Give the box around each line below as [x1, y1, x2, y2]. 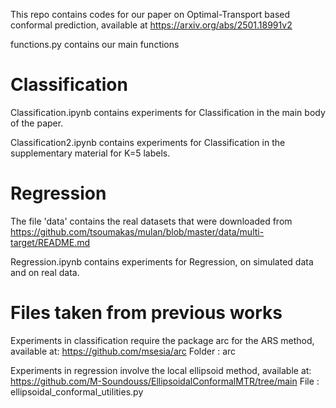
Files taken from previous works [10, 302, 283, 324]
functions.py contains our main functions [10, 39, 180, 50]
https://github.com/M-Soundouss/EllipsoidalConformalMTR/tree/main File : [10, 375, 320, 387]
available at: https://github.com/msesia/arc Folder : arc [10, 345, 237, 357]
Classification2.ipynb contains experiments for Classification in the [10, 136, 286, 148]
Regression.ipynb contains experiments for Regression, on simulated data [10, 255, 314, 268]
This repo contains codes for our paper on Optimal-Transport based [10, 9, 291, 20]
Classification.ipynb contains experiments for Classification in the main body [10, 106, 326, 118]
